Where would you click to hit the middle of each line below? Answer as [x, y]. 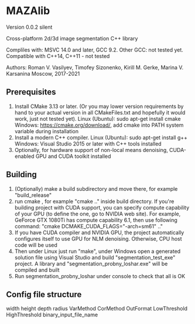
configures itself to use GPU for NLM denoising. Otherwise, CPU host [98, 238]
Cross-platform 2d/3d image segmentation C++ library [72, 38]
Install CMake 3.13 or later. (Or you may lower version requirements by [99, 106]
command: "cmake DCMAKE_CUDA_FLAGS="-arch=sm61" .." [88, 226]
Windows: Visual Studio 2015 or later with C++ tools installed [88, 144]
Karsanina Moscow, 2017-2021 [43, 73]
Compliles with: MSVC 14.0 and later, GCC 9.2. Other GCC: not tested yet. [95, 50]
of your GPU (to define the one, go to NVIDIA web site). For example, [97, 214]
